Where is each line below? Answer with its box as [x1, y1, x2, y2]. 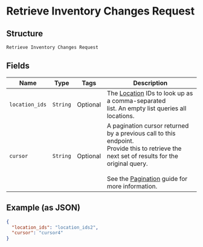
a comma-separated [106, 96, 166, 105]
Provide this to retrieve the [106, 144, 182, 153]
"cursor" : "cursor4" [11, 230, 63, 236]
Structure [6, 28, 43, 39]
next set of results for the [106, 151, 178, 160]
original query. [106, 159, 148, 168]
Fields [6, 61, 30, 71]
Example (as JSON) [6, 203, 80, 213]
